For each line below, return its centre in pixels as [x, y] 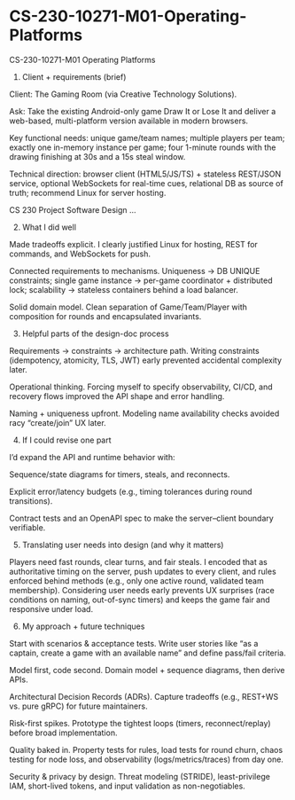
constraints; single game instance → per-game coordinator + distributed [141, 280]
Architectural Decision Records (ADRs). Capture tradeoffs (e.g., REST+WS [144, 696]
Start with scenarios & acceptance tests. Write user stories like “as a [134, 643]
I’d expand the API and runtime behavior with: [92, 457]
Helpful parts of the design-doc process [96, 333]
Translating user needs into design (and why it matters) [123, 545]
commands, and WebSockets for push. [80, 254]
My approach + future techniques [83, 626]
